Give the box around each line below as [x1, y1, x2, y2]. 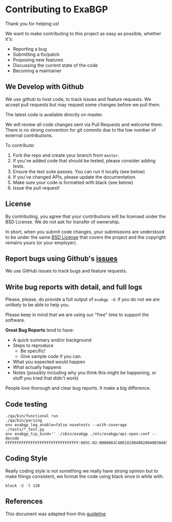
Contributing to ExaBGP [5, 4, 109, 15]
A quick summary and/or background [12, 337, 92, 343]
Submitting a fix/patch [12, 51, 60, 57]
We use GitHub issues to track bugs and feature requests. [5, 268, 127, 274]
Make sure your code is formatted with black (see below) [12, 179, 133, 185]
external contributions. [5, 132, 53, 138]
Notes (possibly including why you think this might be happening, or [12, 370, 157, 376]
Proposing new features [12, 56, 63, 62]
